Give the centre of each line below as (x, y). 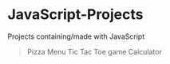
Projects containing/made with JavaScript (76, 36)
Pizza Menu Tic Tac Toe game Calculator (95, 51)
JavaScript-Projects (75, 15)
